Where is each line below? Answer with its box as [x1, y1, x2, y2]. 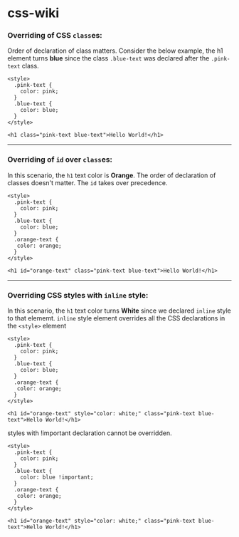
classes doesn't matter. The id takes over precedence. [7, 178, 168, 187]
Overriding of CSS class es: [7, 31, 103, 41]
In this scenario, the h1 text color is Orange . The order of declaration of [7, 171, 216, 179]
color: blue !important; [20, 474, 94, 481]
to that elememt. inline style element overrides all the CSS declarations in [7, 314, 225, 323]
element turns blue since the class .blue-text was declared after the [7, 54, 210, 63]
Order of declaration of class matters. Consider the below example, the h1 [7, 46, 223, 55]
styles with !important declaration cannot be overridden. [7, 429, 172, 437]
